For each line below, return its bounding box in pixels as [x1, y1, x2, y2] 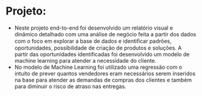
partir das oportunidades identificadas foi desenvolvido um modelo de [14, 50, 190, 58]
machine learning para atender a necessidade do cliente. [14, 57, 157, 64]
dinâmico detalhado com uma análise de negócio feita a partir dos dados [14, 30, 197, 37]
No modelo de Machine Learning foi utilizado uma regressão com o [14, 63, 183, 71]
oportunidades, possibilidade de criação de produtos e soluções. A [14, 44, 182, 51]
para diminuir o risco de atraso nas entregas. [14, 83, 126, 90]
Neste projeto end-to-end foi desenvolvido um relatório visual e [14, 24, 174, 31]
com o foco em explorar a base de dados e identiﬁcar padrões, [14, 37, 172, 45]
